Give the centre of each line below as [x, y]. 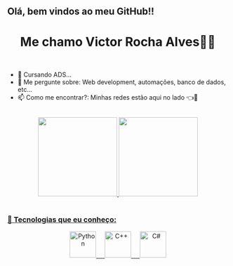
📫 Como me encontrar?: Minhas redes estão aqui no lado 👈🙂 [108, 98]
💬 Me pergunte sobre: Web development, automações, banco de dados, [121, 82]
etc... [25, 90]
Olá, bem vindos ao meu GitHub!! [81, 12]
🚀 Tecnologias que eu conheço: [62, 220]
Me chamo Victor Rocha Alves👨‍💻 [118, 42]
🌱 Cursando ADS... [44, 75]
